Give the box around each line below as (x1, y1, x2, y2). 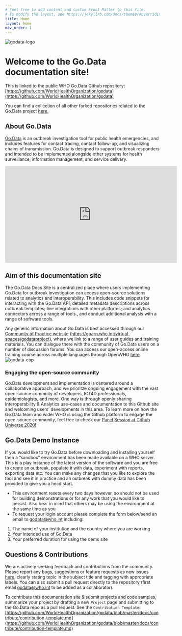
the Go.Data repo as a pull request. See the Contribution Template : (5, 604, 141, 610)
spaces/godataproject (5, 336, 50, 342)
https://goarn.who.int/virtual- (71, 330, 130, 337)
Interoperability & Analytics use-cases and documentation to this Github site (5, 401, 159, 407)
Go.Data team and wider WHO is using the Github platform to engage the (5, 411, 153, 417)
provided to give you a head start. (5, 480, 74, 487)
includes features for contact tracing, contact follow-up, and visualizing (5, 141, 150, 146)
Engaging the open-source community (5, 369, 100, 376)
